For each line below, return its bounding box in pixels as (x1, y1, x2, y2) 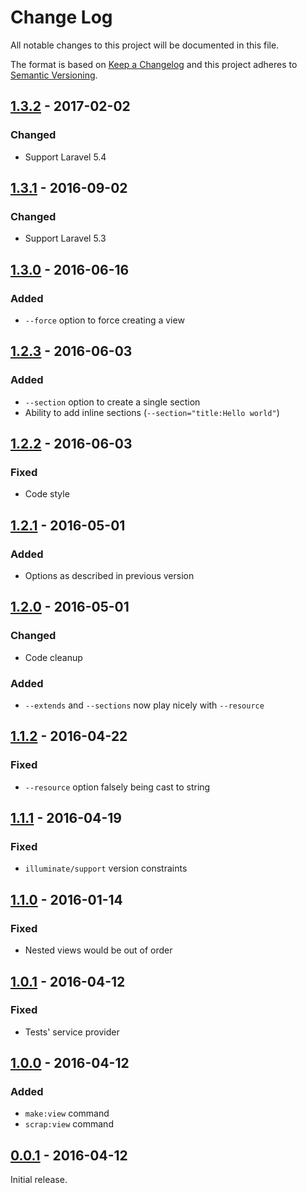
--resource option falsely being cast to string (24, 781, 211, 793)
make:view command (24, 1107, 110, 1120)
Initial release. (10, 1174, 68, 1186)
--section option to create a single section (24, 396, 201, 408)
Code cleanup (24, 651, 83, 663)
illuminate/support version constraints (24, 862, 188, 875)
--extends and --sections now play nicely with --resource (24, 699, 265, 711)
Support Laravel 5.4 (24, 151, 107, 163)
